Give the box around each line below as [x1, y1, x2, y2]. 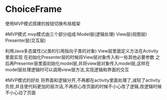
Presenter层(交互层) [5, 37, 46, 43]
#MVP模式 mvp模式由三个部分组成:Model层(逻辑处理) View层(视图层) [5, 31, 147, 37]
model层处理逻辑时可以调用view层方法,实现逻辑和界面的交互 [5, 66, 130, 73]
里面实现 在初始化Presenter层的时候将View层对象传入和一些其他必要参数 [5, 54, 155, 60]
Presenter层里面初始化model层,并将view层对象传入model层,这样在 [13, 60, 151, 66]
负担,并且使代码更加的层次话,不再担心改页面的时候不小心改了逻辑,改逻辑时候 [5, 83, 162, 89]
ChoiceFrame [5, 3, 62, 15]
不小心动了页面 [5, 90, 36, 96]
